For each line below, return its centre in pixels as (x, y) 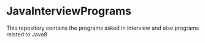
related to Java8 (27, 34)
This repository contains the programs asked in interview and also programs (103, 28)
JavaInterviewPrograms (69, 11)
